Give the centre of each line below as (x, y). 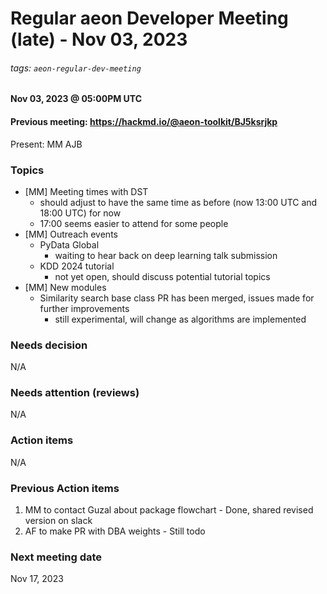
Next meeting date (56, 557)
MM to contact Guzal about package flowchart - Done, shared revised (169, 510)
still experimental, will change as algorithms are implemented (180, 319)
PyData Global (69, 244)
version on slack (58, 521)
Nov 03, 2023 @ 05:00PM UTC (76, 99)
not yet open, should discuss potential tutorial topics (162, 276)
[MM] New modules (65, 287)
